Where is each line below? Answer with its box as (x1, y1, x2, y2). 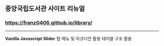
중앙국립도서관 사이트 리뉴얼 (5, 4, 85, 13)
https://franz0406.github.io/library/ (5, 19, 93, 26)
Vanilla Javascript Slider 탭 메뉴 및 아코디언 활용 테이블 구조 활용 (5, 35, 132, 41)
